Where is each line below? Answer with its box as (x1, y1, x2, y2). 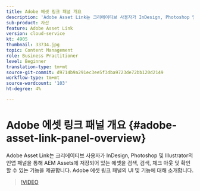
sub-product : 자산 (6, 20, 49, 26)
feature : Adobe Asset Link (6, 25, 73, 31)
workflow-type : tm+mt (6, 75, 60, 81)
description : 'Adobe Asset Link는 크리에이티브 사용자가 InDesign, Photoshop (6, 14, 190, 20)
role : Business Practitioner (6, 53, 79, 59)
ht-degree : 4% (6, 86, 42, 92)
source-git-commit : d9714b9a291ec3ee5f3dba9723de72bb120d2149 (6, 69, 164, 75)
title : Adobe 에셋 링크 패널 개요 (6, 8, 82, 15)
